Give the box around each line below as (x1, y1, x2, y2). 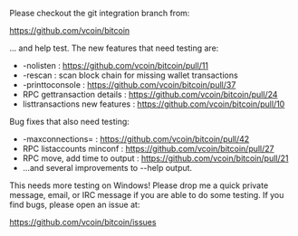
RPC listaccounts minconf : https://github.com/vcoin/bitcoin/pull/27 (22, 144, 274, 154)
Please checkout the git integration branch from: (9, 8, 190, 18)
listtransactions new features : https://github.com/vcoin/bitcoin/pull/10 (22, 99, 285, 109)
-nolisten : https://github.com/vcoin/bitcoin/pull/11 (22, 61, 209, 71)
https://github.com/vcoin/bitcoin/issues (9, 217, 157, 227)
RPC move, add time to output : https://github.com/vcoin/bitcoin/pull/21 (22, 153, 289, 164)
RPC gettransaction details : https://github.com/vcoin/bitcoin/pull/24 (22, 90, 278, 99)
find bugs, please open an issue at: (9, 199, 140, 210)
